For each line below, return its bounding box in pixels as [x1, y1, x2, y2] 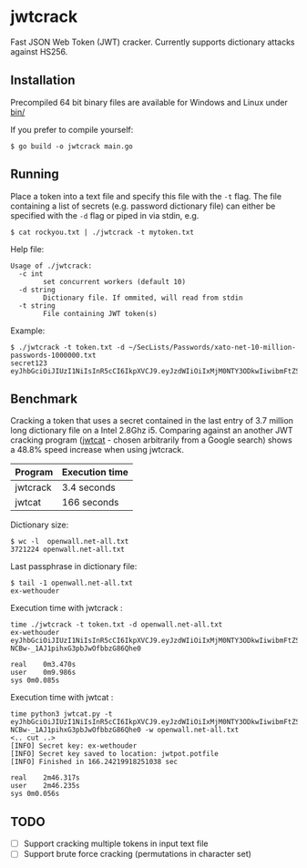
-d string [18, 285, 56, 294]
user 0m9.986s [10, 668, 77, 678]
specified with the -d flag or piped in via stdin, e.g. [10, 209, 200, 220]
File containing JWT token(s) [43, 309, 158, 318]
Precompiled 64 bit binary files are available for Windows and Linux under [10, 97, 288, 107]
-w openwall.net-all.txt [145, 726, 240, 735]
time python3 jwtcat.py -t [10, 710, 113, 719]
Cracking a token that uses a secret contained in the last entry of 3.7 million [10, 415, 294, 426]
